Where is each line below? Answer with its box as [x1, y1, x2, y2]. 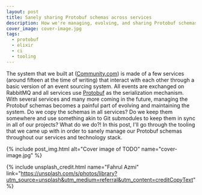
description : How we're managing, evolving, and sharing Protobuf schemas [6, 20, 198, 26]
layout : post [6, 8, 39, 15]
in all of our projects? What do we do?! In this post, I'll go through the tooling [6, 121, 195, 128]
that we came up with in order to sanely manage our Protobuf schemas [6, 127, 182, 134]
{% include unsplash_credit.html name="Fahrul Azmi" [6, 163, 139, 170]
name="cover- [141, 145, 177, 152]
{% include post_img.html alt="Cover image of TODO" [6, 145, 140, 152]
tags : [6, 31, 20, 37]
